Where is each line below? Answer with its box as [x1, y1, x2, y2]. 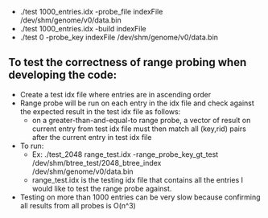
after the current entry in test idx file [31, 132, 152, 142]
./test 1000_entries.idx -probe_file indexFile [19, 7, 163, 16]
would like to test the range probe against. [31, 183, 172, 193]
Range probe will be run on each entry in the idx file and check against [19, 98, 255, 108]
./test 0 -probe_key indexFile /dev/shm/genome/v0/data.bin [19, 32, 219, 42]
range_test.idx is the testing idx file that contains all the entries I [31, 175, 244, 184]
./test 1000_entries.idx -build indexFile [19, 24, 146, 33]
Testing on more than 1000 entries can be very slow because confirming [19, 192, 261, 202]
